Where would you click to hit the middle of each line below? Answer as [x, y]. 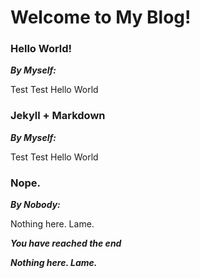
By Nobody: [35, 205]
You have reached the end [66, 243]
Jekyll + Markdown [58, 116]
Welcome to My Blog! [101, 17]
